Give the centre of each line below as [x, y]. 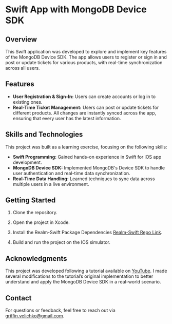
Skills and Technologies [44, 135]
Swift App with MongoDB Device [76, 9]
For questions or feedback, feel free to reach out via [60, 310]
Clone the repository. [35, 213]
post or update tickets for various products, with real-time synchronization [84, 62]
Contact [18, 298]
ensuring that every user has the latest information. [67, 118]
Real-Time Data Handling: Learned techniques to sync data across [84, 179]
